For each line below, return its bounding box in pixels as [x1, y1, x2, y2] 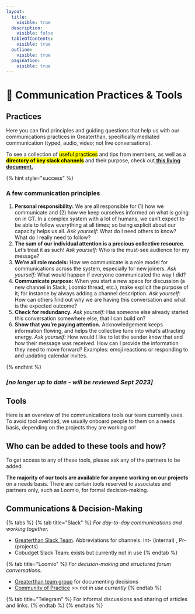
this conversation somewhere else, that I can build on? [14, 315, 146, 322]
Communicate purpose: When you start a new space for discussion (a [14, 277, 185, 284]
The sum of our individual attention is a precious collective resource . [14, 240, 185, 247]
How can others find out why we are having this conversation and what [14, 296, 186, 303]
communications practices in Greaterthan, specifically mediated [6, 133, 160, 141]
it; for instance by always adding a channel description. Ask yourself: [14, 289, 181, 296]
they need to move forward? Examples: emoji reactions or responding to [14, 346, 189, 353]
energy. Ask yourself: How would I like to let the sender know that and [14, 333, 183, 340]
